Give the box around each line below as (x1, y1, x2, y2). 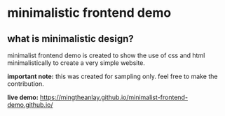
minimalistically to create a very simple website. (7, 59, 146, 67)
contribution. (7, 80, 44, 88)
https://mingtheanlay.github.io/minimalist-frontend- (39, 93, 188, 101)
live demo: (7, 93, 39, 101)
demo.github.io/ (7, 101, 53, 109)
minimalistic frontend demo (7, 5, 172, 21)
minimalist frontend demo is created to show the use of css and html (7, 51, 205, 59)
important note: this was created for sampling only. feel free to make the (7, 72, 218, 80)
